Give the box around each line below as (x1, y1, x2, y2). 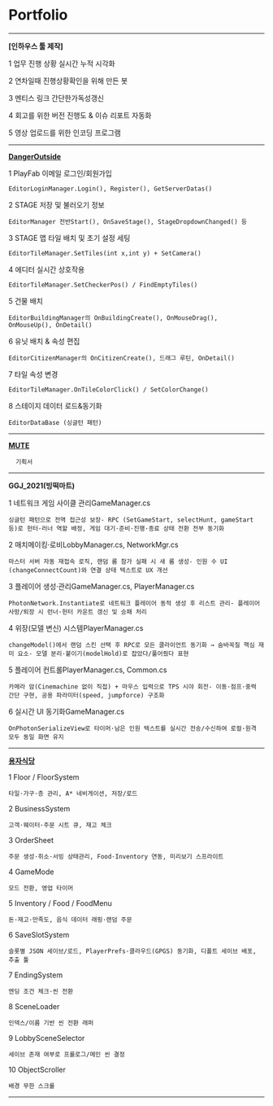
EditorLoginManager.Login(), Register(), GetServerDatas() (8, 185, 213, 193)
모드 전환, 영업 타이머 (8, 884, 74, 892)
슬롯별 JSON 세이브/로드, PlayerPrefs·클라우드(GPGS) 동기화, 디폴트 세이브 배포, (8, 946, 257, 955)
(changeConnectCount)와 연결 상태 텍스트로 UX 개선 (8, 566, 168, 575)
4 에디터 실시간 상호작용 (8, 264, 85, 274)
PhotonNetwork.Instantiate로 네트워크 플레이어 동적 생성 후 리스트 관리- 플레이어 (8, 599, 261, 607)
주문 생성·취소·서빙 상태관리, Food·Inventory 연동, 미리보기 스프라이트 (8, 852, 224, 860)
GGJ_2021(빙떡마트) (8, 480, 76, 490)
